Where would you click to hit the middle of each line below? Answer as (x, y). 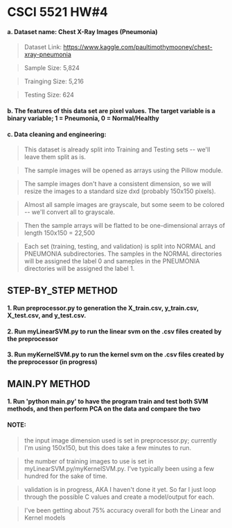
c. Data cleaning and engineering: (57, 134)
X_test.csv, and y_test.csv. (47, 315)
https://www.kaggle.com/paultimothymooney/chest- (138, 47)
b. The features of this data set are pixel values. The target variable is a (111, 110)
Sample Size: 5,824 (52, 68)
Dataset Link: (43, 47)
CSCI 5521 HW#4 (58, 12)
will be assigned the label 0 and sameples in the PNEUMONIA (112, 261)
